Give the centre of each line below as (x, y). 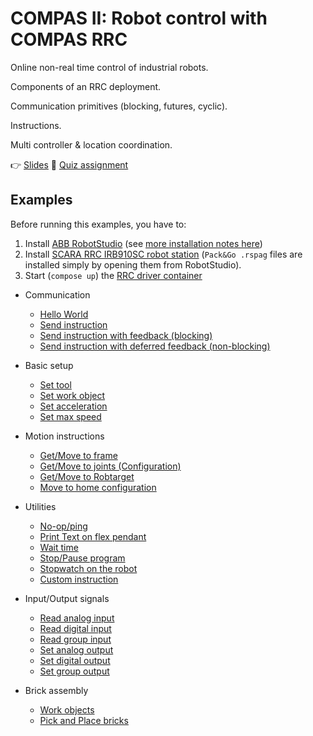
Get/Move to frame (78, 455)
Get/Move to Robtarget (87, 476)
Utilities (40, 506)
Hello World (64, 314)
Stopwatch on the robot (88, 568)
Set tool (55, 384)
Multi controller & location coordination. (91, 144)
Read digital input (75, 628)
